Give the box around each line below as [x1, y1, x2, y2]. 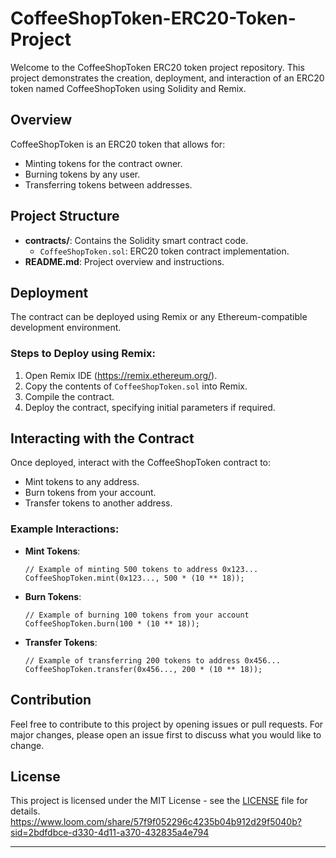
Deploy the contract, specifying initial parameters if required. [24, 401, 276, 413]
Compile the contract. [24, 390, 115, 402]
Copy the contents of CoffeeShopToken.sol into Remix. [24, 380, 248, 392]
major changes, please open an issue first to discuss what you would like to [10, 728, 322, 741]
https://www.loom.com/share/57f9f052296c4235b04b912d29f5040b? [10, 816, 302, 828]
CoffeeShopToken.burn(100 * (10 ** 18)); [24, 618, 200, 629]
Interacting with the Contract [10, 430, 195, 447]
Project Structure [10, 208, 120, 225]
